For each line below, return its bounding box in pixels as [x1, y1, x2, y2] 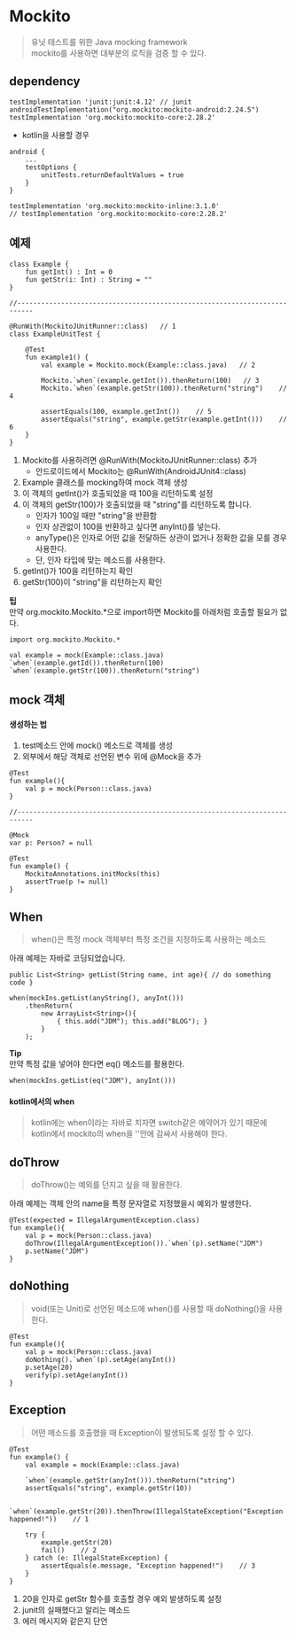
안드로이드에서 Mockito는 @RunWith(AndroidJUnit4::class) [35, 465, 246, 476]
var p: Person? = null [9, 839, 93, 848]
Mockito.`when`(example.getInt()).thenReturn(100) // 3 [41, 376, 260, 385]
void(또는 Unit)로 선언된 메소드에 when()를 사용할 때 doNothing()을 [30, 1303, 267, 1313]
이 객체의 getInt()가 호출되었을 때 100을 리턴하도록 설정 [21, 487, 214, 498]
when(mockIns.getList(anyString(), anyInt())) [9, 993, 184, 1002]
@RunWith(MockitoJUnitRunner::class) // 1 [9, 322, 176, 331]
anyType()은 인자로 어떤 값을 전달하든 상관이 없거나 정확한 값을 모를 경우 [35, 532, 288, 542]
